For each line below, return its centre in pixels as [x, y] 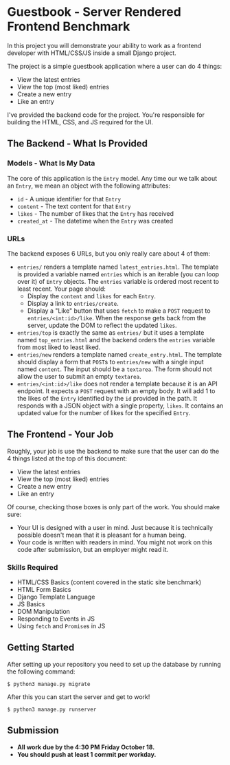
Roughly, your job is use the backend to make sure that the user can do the [113, 451]
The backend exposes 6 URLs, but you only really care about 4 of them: [109, 253]
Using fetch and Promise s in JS [61, 626]
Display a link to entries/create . [73, 303]
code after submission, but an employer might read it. [93, 549]
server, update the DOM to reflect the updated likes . [102, 325]
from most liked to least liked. [59, 347]
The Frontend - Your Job [60, 435]
